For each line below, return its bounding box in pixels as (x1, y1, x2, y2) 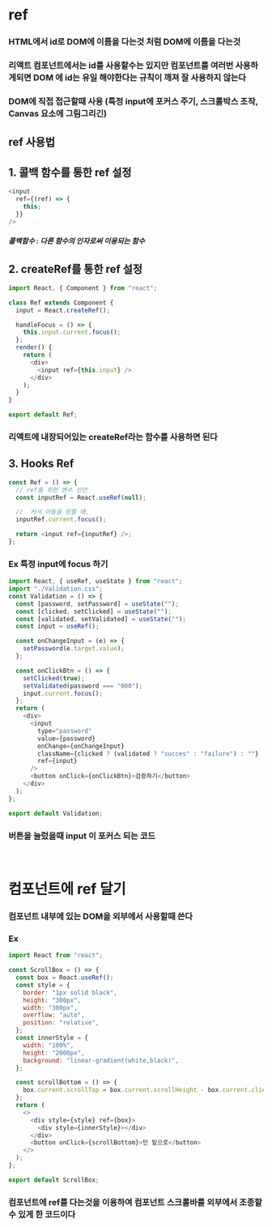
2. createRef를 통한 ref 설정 (8, 262, 143, 276)
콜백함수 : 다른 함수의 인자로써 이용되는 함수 (8, 236, 146, 246)
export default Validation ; (8, 809, 104, 817)
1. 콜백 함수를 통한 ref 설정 (8, 165, 132, 179)
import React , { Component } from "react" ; (8, 283, 158, 292)
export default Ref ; (8, 411, 79, 419)
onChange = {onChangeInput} (37, 742, 125, 750)
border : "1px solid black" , (23, 988, 117, 997)
